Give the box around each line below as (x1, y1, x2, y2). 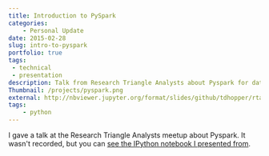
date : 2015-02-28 (8, 34, 66, 42)
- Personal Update (22, 26, 84, 34)
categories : (8, 19, 48, 27)
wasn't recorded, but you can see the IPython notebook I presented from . (8, 139, 251, 148)
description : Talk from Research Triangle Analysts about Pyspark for (8, 78, 249, 86)
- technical (11, 64, 52, 72)
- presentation (11, 71, 62, 79)
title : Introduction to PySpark (8, 11, 116, 20)
